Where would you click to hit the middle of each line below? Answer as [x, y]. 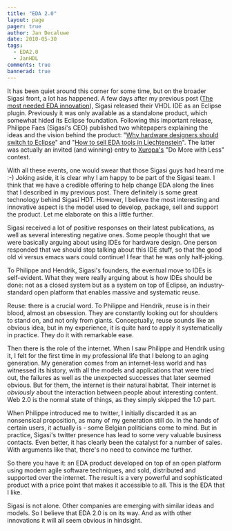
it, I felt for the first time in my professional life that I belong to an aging [108, 355]
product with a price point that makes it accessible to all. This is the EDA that [116, 485]
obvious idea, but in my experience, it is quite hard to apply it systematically [115, 328]
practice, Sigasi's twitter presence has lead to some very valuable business [115, 434]
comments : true [29, 65]
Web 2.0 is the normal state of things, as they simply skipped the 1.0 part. [112, 399]
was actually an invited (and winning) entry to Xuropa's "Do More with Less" [116, 150]
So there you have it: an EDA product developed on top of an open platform [114, 463]
